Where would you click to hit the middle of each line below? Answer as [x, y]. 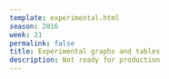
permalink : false [42, 43]
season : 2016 [34, 26]
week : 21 [26, 35]
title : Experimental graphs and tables [85, 52]
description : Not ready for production [85, 60]
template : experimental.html [65, 18]
